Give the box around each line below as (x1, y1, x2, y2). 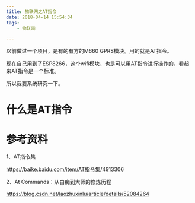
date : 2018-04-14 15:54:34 (6, 14, 73, 20)
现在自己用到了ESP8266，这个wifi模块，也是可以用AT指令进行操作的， (6, 60, 179, 67)
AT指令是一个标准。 (11, 68, 60, 75)
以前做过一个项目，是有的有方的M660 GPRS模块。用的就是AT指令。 (6, 47, 172, 55)
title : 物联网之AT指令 (6, 8, 57, 15)
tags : (6, 20, 20, 26)
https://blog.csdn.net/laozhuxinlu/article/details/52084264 (6, 191, 150, 198)
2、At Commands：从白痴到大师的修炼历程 (6, 179, 111, 186)
